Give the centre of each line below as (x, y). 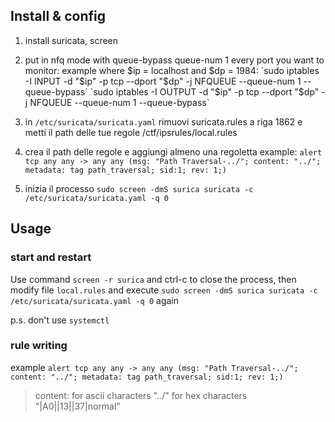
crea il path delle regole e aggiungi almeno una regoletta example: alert (173, 151)
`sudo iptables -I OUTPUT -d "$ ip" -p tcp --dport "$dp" (204, 91)
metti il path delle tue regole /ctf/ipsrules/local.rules (131, 132)
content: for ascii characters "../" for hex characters (141, 395)
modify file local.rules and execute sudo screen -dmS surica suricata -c (164, 290)
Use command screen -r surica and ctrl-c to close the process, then (153, 279)
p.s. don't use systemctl (60, 320)
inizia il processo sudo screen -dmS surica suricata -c (139, 188)
